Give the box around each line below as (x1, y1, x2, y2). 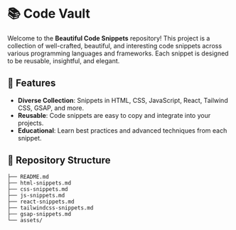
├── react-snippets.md (7, 198, 75, 205)
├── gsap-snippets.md (7, 210, 72, 217)
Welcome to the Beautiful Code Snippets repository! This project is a (7, 33, 210, 43)
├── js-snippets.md (7, 192, 65, 199)
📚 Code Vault (7, 6, 91, 22)
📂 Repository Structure (7, 154, 111, 167)
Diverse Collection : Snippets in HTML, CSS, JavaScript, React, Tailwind (17, 96, 229, 104)
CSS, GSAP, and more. (17, 104, 84, 112)
